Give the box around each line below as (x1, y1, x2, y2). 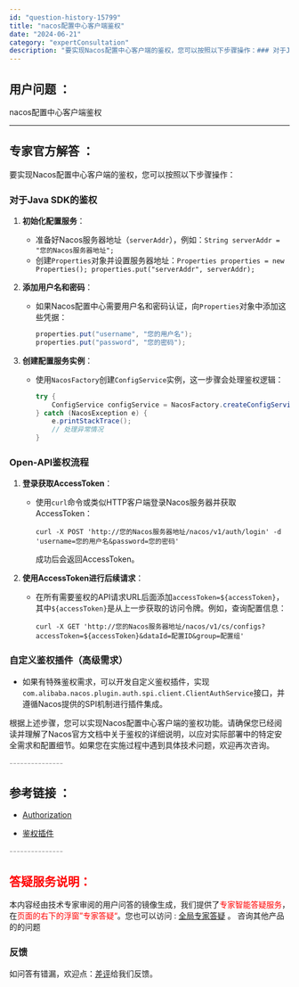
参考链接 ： (9, 785, 71, 801)
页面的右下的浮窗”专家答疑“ (17, 910, 118, 921)
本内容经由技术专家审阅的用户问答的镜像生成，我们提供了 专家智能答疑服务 (9, 900, 282, 910)
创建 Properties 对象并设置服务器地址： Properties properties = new (35, 255, 285, 266)
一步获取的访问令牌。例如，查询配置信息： (130, 603, 287, 613)
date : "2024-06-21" (9, 29, 82, 38)
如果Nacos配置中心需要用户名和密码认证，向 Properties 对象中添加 (35, 300, 279, 312)
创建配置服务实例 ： (21, 355, 93, 366)
